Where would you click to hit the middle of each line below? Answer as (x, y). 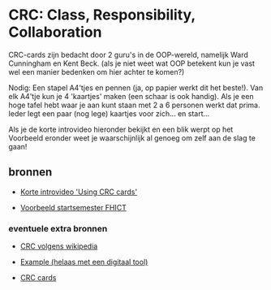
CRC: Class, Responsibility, (102, 15)
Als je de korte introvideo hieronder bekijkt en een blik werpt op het (121, 129)
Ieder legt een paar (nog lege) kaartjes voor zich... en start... (109, 113)
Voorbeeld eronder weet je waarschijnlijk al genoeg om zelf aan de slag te (132, 138)
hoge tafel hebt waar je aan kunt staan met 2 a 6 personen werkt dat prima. (134, 105)
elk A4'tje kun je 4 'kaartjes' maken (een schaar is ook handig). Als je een (131, 96)
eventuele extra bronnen (58, 228)
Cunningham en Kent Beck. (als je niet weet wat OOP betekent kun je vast (132, 63)
